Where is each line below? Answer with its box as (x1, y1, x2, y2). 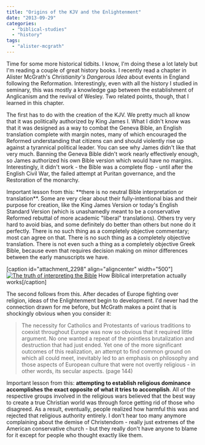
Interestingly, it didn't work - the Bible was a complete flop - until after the (6, 163, 193, 171)
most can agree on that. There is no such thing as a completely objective (6, 234, 191, 241)
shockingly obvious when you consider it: (6, 309, 112, 317)
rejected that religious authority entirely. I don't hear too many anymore (6, 412, 187, 419)
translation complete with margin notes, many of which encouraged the (6, 130, 187, 138)
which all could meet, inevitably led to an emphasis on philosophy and (21, 354, 199, 362)
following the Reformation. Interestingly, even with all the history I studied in (6, 79, 198, 87)
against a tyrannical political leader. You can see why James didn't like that (6, 144, 196, 151)
